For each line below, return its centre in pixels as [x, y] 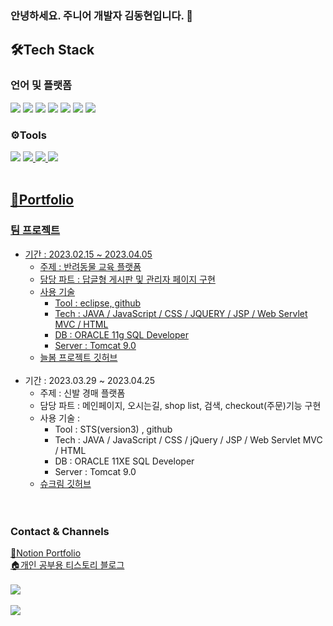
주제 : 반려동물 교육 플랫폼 [90, 266]
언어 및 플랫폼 [41, 85]
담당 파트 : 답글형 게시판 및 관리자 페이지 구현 [127, 279]
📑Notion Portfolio [46, 553]
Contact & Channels [60, 531]
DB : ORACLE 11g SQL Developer [121, 334]
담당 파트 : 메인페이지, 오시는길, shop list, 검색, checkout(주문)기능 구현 [180, 405]
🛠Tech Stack [52, 50]
